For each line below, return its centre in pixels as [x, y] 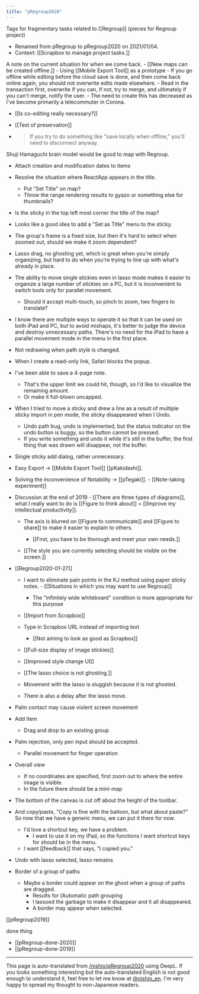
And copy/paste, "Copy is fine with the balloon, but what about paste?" [101, 811]
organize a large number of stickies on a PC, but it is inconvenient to [98, 284]
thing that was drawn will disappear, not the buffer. [86, 445]
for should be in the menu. [65, 842]
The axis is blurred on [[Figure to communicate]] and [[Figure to [101, 521]
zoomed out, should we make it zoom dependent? [76, 242]
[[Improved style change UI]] [59, 661]
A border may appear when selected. [78, 908]
